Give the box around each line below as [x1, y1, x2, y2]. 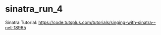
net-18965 [5, 24, 26, 30]
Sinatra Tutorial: [5, 19, 38, 25]
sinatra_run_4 [5, 3, 63, 15]
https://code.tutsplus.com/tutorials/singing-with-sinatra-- [38, 19, 156, 25]
